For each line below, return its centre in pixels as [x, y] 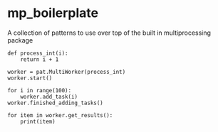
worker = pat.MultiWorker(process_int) [67, 72]
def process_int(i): [38, 53]
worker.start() [30, 78]
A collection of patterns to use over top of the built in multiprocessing [109, 33]
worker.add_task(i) [49, 97]
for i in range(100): [40, 90]
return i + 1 [40, 59]
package [20, 40]
